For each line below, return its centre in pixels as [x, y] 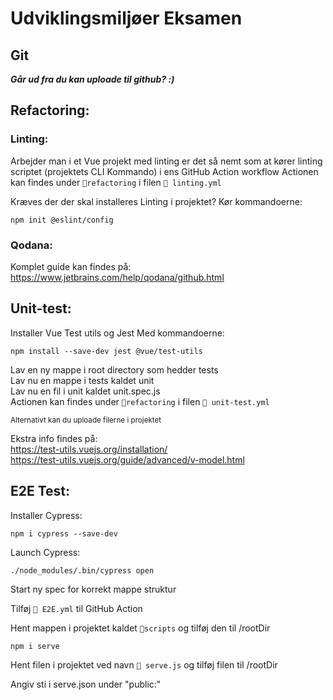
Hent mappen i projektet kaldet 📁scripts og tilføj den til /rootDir [140, 628]
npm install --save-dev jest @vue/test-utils [106, 351]
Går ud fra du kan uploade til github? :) [92, 79]
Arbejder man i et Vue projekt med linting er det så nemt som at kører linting [166, 161]
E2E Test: [40, 491]
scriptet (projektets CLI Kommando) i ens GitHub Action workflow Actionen [164, 171]
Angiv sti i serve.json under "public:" [86, 684]
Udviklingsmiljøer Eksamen [126, 18]
